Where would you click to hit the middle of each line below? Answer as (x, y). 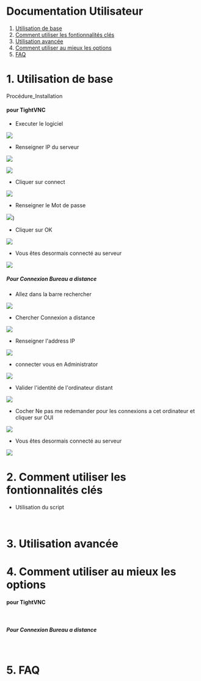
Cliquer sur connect (40, 182)
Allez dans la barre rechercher (53, 294)
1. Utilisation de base (60, 79)
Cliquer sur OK (34, 230)
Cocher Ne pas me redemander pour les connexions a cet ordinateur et (105, 411)
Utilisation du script (39, 507)
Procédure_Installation (35, 96)
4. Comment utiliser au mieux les (91, 572)
